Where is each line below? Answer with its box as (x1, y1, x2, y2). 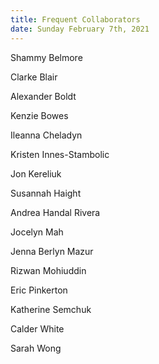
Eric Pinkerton (10, 284, 68, 296)
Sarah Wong (10, 342, 62, 354)
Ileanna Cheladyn (10, 129, 83, 141)
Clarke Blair (10, 71, 58, 83)
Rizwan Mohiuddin (10, 264, 87, 276)
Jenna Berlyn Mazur (10, 245, 94, 257)
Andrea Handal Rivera (10, 206, 101, 218)
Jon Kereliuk (10, 167, 62, 180)
